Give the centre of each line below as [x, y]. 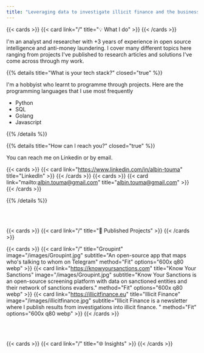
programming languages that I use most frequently [70, 91]
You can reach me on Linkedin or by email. [59, 157]
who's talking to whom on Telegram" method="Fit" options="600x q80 [95, 262]
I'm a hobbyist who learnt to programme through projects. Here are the [95, 84]
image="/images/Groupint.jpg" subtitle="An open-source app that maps [96, 255]
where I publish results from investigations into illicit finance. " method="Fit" [101, 307]
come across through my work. [45, 61]
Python [24, 103]
